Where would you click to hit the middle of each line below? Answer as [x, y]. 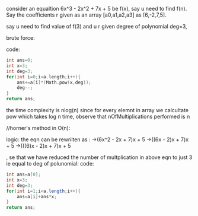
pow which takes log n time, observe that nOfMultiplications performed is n [98, 116]
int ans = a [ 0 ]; [24, 174]
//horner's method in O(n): [38, 128]
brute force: [21, 38]
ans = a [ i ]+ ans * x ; [37, 196]
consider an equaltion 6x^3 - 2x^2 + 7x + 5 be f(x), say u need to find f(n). [97, 9]
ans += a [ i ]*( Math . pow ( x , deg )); [54, 82]
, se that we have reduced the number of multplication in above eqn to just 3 [99, 157]
